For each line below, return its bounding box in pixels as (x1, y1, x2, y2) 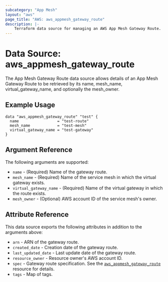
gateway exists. (12, 179, 45, 185)
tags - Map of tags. (12, 271, 53, 277)
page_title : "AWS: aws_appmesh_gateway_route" (5, 17, 105, 22)
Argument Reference (5, 146, 73, 154)
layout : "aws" (5, 12, 35, 17)
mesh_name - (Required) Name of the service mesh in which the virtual (12, 174, 156, 180)
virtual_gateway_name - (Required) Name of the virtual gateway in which (12, 185, 163, 191)
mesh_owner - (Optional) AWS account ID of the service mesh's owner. (12, 196, 157, 202)
